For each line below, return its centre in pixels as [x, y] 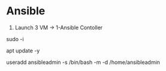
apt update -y [23, 50]
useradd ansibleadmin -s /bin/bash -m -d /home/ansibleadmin [83, 62]
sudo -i [15, 39]
